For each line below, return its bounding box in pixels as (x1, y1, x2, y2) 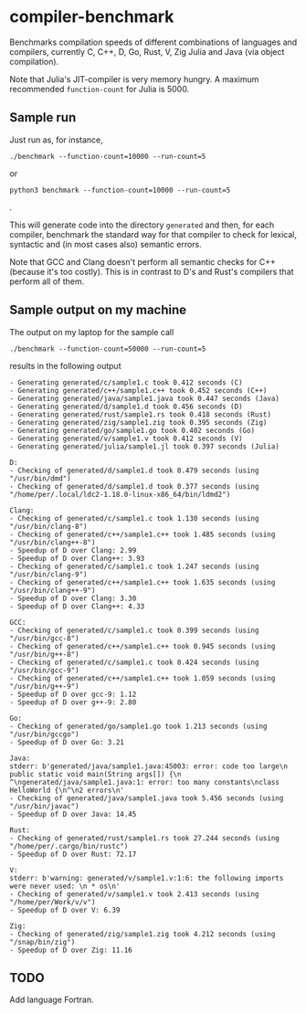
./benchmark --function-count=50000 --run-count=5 (9, 344, 206, 354)
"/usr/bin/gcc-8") (9, 633, 79, 643)
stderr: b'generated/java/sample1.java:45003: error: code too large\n (9, 761, 288, 771)
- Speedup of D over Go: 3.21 (9, 737, 125, 746)
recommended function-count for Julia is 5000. (9, 83, 190, 94)
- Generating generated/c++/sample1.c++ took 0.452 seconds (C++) (9, 386, 268, 395)
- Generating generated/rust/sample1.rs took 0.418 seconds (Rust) (9, 409, 272, 419)
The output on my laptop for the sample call (9, 326, 174, 337)
